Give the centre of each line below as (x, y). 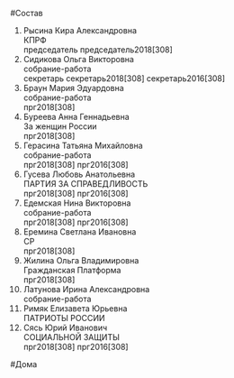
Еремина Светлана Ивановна (80, 232)
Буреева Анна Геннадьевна (76, 117)
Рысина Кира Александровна (80, 30)
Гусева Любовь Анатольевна (79, 174)
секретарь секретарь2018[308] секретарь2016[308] (124, 78)
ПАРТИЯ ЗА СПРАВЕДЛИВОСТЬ (85, 184)
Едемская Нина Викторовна (77, 203)
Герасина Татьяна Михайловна (83, 145)
